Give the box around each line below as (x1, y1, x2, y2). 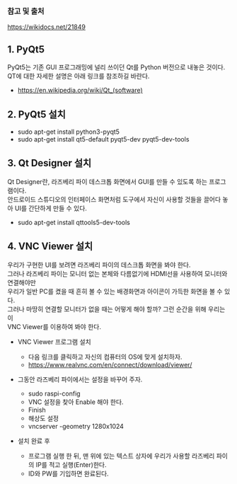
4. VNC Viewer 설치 (7, 241, 93, 253)
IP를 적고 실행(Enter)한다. (35, 460, 107, 468)
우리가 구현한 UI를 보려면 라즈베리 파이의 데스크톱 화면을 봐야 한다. (7, 260, 191, 269)
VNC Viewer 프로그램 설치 (17, 338, 91, 346)
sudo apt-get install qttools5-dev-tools (17, 218, 131, 226)
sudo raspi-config (28, 389, 81, 398)
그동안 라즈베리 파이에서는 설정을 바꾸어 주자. (17, 375, 143, 384)
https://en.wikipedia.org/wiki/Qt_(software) (17, 86, 143, 95)
